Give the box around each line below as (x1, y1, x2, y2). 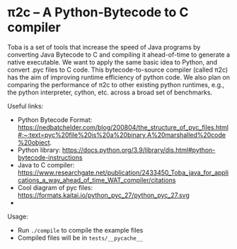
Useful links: (7, 101, 44, 110)
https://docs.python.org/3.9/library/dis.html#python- (62, 145, 216, 154)
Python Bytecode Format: (17, 115, 93, 124)
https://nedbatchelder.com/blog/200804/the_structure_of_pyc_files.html (17, 123, 229, 131)
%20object (17, 138, 51, 146)
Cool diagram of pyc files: (17, 183, 93, 192)
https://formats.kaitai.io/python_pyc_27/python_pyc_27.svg (17, 191, 190, 199)
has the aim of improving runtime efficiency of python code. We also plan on (7, 72, 231, 82)
